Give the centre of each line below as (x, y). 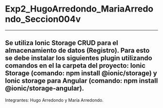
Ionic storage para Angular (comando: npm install (81, 81)
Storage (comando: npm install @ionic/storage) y (81, 73)
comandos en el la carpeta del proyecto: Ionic (75, 66)
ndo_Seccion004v (43, 19)
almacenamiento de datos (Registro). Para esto (77, 51)
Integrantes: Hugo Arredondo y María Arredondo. (54, 100)
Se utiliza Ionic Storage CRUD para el (62, 43)
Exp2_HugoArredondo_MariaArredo (79, 9)
